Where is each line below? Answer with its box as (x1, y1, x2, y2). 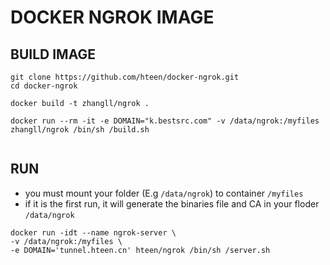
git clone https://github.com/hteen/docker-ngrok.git (10, 72, 240, 82)
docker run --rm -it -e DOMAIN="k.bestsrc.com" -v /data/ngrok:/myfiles (10, 116, 320, 126)
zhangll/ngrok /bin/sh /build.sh (10, 125, 150, 135)
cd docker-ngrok (10, 81, 78, 91)
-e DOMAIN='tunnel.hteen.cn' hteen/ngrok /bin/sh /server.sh (10, 245, 271, 255)
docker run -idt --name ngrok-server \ (10, 227, 177, 238)
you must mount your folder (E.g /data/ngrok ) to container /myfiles (24, 187, 304, 199)
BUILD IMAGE (10, 46, 96, 63)
